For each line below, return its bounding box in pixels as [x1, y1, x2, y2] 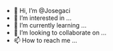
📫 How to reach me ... [13, 37, 77, 44]
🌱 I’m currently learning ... [13, 21, 87, 29]
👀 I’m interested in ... [13, 14, 72, 22]
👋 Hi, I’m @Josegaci [13, 7, 71, 14]
